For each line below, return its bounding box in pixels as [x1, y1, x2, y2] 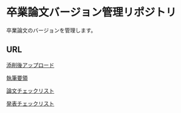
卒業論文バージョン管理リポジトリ [6, 5, 177, 19]
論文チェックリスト [6, 87, 55, 94]
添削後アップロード [6, 61, 55, 68]
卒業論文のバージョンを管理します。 [6, 27, 97, 34]
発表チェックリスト [6, 100, 55, 107]
